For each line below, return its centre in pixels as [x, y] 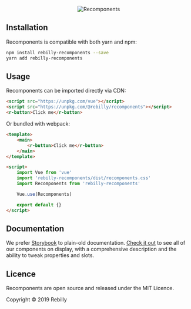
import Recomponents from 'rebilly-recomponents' [79, 183]
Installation [27, 27]
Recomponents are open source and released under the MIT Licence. [90, 288]
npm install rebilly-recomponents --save [58, 52]
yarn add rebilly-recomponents [44, 58]
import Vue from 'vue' [44, 173]
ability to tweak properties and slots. [50, 255]
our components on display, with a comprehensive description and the [91, 249]
